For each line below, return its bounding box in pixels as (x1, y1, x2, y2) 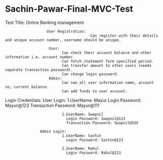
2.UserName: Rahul (61, 146, 99, 151)
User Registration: (46, 29, 86, 34)
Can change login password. (61, 72, 119, 77)
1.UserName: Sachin (61, 133, 102, 138)
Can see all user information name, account (61, 80, 154, 85)
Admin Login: (40, 129, 67, 134)
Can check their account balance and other (61, 50, 152, 55)
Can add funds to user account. (61, 89, 128, 94)
